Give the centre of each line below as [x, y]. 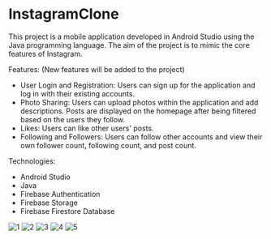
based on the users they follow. [73, 119]
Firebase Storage [49, 203]
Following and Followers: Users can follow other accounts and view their [141, 137]
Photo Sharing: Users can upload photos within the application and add [139, 102]
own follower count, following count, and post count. [108, 145]
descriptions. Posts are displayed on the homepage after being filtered [138, 111]
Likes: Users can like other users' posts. [87, 128]
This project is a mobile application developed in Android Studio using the [131, 36]
